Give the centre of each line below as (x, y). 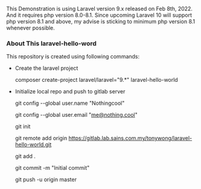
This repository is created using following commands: (73, 57)
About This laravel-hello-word (51, 43)
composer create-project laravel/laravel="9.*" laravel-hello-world (96, 80)
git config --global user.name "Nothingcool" (70, 103)
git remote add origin (41, 138)
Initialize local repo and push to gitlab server (70, 91)
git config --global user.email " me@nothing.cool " (76, 115)
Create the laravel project (46, 68)
